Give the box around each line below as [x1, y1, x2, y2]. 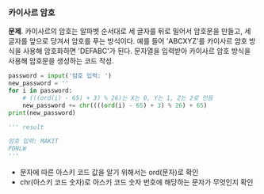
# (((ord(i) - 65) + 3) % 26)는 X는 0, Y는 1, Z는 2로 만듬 [22, 93, 214, 102]
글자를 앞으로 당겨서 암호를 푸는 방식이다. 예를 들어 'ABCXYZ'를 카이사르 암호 [8, 36, 248, 46]
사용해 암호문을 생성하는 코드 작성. [8, 56, 114, 66]
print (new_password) [8, 108, 77, 116]
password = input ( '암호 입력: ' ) [8, 72, 113, 80]
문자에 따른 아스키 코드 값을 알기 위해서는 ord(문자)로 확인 [19, 168, 199, 177]
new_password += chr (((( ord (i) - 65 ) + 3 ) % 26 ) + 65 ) [22, 101, 208, 109]
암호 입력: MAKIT [8, 137, 59, 146]
